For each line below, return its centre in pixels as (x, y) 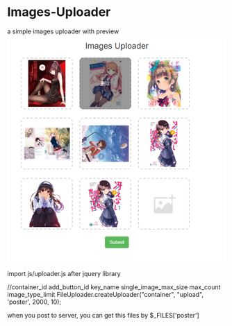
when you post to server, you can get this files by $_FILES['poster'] (103, 315)
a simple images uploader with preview (63, 31)
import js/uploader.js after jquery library (64, 273)
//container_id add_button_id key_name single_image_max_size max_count (114, 287)
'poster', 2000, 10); (34, 302)
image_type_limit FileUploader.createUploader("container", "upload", (105, 294)
